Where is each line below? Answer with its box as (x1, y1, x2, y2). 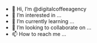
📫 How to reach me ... (11, 31, 66, 37)
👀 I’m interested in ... (11, 12, 62, 19)
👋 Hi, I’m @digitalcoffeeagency (11, 6, 87, 12)
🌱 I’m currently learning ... (11, 18, 75, 24)
